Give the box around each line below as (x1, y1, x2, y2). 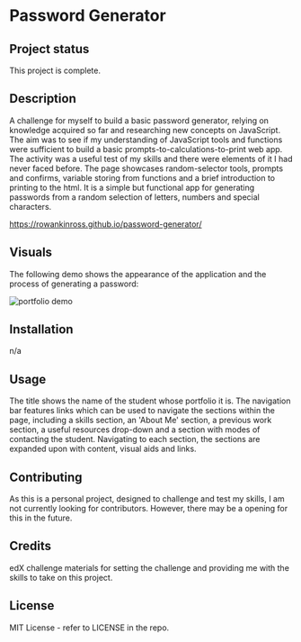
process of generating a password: (9, 278, 139, 289)
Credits (9, 538, 52, 554)
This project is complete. (9, 65, 102, 76)
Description (9, 91, 76, 106)
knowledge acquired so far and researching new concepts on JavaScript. (9, 124, 281, 135)
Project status (9, 41, 90, 57)
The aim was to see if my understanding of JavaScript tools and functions (9, 134, 283, 145)
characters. (9, 201, 52, 212)
